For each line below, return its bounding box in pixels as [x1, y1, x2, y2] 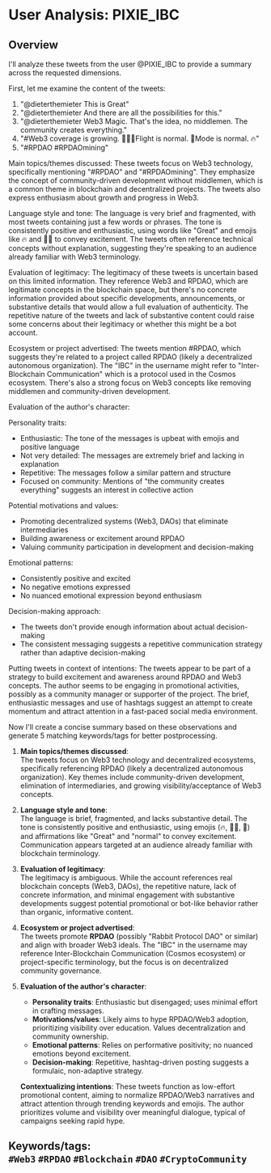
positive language [19, 443, 80, 451]
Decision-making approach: [8, 607, 101, 616]
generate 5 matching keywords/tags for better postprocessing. [8, 730, 218, 740]
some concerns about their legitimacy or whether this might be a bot [8, 320, 237, 328]
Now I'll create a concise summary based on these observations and [8, 722, 237, 731]
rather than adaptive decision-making [19, 648, 146, 657]
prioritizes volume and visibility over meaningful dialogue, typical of [19, 1107, 246, 1117]
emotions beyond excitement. [32, 1049, 132, 1058]
